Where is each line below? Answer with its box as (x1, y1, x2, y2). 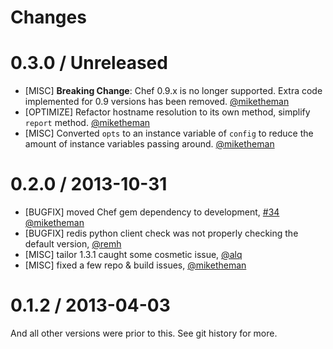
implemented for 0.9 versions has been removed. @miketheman (24, 96, 290, 108)
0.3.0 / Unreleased (10, 52, 168, 75)
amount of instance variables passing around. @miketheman (24, 138, 275, 150)
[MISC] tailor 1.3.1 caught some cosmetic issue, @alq (24, 249, 243, 261)
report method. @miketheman (24, 117, 151, 129)
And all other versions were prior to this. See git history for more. (10, 327, 278, 339)
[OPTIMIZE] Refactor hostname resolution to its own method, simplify (24, 106, 311, 118)
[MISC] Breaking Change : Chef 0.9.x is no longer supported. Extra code (24, 85, 323, 97)
